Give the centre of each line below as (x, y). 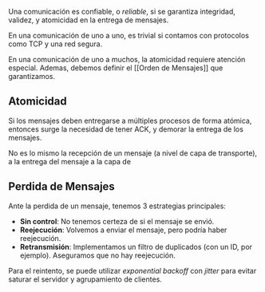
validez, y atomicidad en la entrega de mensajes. (89, 20)
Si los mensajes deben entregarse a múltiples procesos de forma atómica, (130, 120)
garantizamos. (32, 76)
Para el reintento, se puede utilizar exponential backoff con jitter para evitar (132, 270)
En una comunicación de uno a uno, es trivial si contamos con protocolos (129, 36)
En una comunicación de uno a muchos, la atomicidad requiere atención (127, 59)
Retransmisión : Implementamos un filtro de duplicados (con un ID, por (136, 247)
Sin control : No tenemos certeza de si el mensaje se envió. (117, 221)
